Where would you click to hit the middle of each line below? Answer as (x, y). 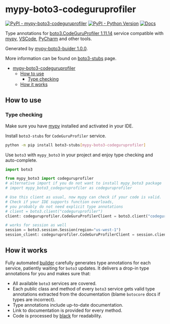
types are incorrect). (34, 299)
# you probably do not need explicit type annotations (64, 207)
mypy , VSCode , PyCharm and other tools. (49, 39)
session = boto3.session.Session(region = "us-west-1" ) (63, 230)
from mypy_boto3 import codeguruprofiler (50, 179)
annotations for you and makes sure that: (48, 273)
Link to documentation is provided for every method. (67, 310)
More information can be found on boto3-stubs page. (61, 58)
